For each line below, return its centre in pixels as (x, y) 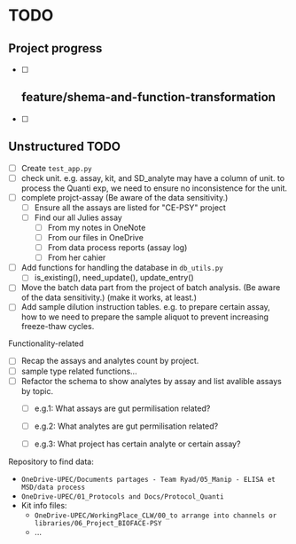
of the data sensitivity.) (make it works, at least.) (109, 297)
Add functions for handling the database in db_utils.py (122, 268)
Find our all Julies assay (78, 217)
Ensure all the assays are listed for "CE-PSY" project (130, 207)
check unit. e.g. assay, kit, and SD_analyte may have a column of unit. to (153, 177)
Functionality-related (46, 343)
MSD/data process (53, 487)
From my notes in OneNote (97, 227)
